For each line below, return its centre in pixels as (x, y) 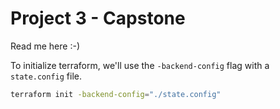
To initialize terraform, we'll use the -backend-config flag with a (140, 65)
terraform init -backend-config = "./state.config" (116, 94)
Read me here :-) (45, 46)
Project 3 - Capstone (98, 18)
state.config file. (46, 76)
